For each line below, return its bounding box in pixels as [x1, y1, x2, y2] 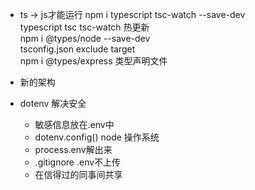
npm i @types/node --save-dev [19, 33, 151, 44]
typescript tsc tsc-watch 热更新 [19, 21, 150, 33]
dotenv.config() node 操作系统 [34, 131, 160, 143]
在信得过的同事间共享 [34, 169, 123, 180]
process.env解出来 [34, 144, 113, 155]
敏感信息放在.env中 [34, 119, 115, 130]
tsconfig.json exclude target [19, 43, 136, 55]
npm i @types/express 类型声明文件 [19, 55, 168, 67]
